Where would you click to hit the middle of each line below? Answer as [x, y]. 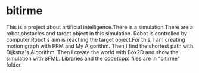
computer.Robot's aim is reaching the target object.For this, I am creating [96, 39]
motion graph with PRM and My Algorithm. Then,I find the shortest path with [100, 46]
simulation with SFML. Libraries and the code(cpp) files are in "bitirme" [93, 58]
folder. [14, 64]
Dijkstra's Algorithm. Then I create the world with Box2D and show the [92, 52]
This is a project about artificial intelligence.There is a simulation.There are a [100, 27]
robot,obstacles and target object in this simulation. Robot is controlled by [97, 33]
